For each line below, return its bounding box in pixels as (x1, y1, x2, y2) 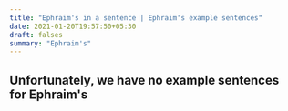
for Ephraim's (9, 86, 88, 102)
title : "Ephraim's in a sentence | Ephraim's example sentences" (9, 13, 262, 23)
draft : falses (9, 30, 64, 39)
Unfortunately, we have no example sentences (9, 72, 280, 87)
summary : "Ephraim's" (9, 38, 92, 48)
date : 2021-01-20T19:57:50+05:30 (9, 22, 137, 31)
